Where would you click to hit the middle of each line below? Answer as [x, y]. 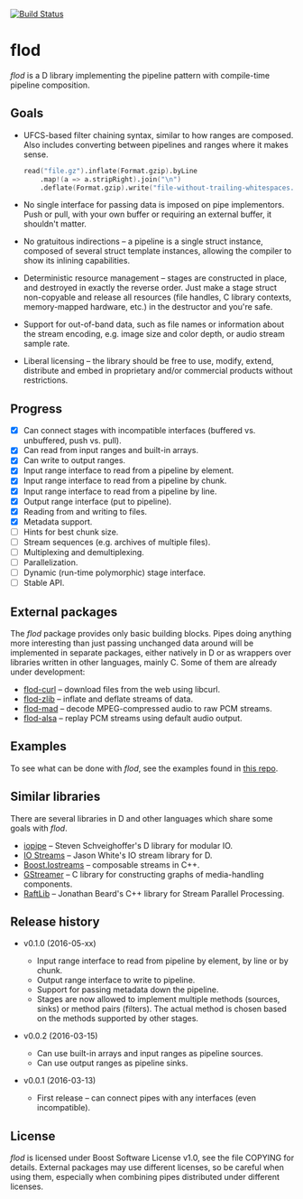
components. [48, 884]
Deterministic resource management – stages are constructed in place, [155, 278]
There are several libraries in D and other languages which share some [142, 818]
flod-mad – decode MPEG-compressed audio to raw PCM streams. [148, 708]
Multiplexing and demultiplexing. [84, 552]
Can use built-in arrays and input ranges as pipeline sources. [150, 1054]
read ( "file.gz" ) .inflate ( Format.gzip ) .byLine [110, 171]
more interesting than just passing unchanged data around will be [132, 643]
